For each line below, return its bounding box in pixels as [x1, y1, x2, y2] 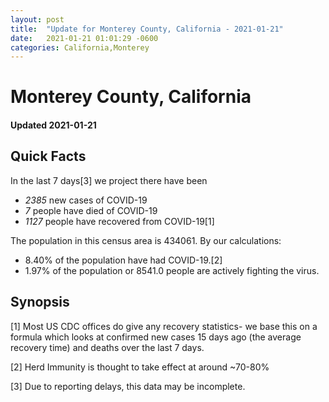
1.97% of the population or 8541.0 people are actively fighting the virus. [24, 264, 320, 276]
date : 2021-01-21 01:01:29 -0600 [10, 33, 159, 43]
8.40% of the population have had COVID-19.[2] [24, 254, 223, 266]
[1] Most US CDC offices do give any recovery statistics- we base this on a [10, 320, 318, 332]
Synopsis [10, 294, 70, 311]
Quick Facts [10, 148, 87, 165]
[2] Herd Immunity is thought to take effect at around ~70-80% [10, 361, 270, 373]
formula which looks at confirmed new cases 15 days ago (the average [10, 331, 302, 343]
